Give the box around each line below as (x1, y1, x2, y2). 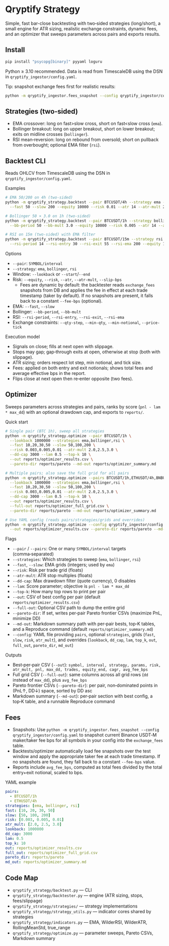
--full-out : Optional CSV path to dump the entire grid (12, 605, 125, 611)
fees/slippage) (12, 897, 43, 904)
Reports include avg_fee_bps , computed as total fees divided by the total (12, 764, 162, 770)
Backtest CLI (5, 157, 46, 165)
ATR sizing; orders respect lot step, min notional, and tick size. (12, 360, 142, 365)
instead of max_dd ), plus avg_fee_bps (12, 677, 87, 683)
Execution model (5, 334, 40, 340)
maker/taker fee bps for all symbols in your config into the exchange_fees (12, 737, 163, 743)
